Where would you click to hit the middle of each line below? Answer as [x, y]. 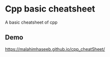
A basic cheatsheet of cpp [31, 22]
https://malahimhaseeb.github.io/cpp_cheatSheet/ [55, 49]
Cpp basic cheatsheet [50, 9]
